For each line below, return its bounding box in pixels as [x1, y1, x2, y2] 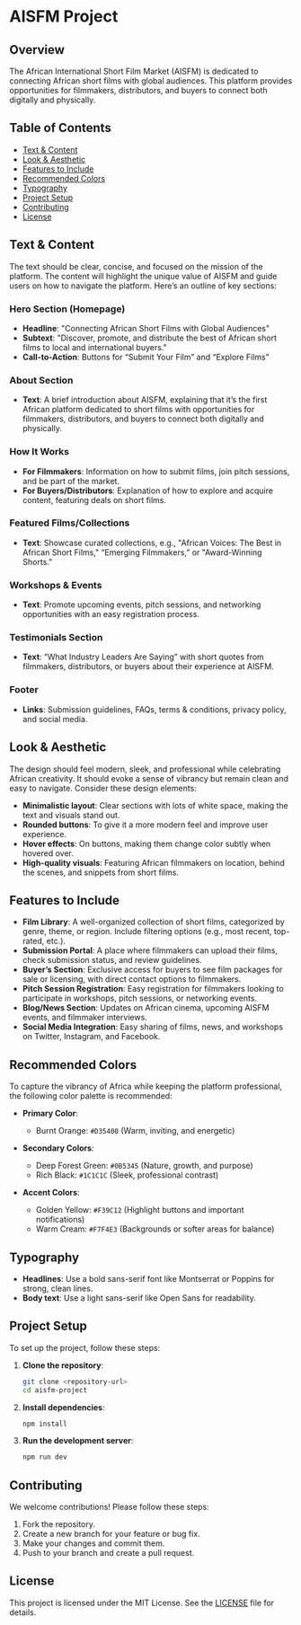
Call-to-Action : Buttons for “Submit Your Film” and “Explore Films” [22, 351, 270, 362]
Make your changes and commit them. [22, 1538, 165, 1549]
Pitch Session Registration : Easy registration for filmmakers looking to [22, 984, 285, 994]
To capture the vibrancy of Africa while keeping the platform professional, [9, 1081, 283, 1092]
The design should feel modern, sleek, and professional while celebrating [9, 764, 281, 774]
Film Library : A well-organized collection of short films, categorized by [22, 916, 285, 927]
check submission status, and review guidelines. [22, 955, 202, 966]
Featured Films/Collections [9, 517, 130, 529]
